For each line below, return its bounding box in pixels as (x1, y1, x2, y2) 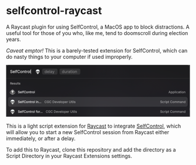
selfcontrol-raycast (6, 4, 102, 17)
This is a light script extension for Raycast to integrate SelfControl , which (6, 122, 181, 129)
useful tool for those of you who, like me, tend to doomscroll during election (6, 29, 188, 36)
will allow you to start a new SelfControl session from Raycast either (6, 129, 170, 136)
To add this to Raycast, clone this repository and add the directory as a (6, 146, 176, 153)
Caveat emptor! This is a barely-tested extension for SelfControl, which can (6, 47, 188, 54)
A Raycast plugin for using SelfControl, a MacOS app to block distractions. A (6, 23, 190, 30)
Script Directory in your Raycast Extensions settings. (6, 153, 132, 160)
